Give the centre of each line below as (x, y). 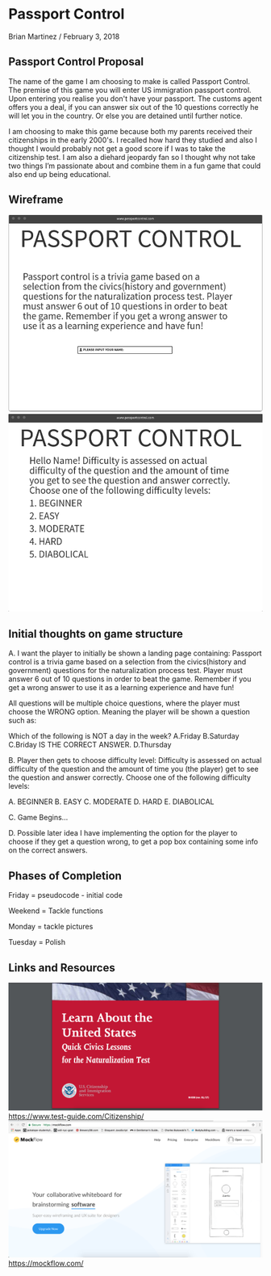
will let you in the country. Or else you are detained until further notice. (126, 116)
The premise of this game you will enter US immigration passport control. (130, 90)
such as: (23, 721)
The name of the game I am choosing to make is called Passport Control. (129, 81)
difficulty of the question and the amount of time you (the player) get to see (133, 769)
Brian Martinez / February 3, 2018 (64, 36)
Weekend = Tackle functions (56, 911)
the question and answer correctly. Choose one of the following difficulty (130, 777)
